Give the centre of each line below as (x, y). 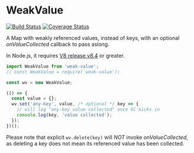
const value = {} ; (34, 99)
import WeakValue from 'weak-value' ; (53, 66)
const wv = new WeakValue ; (39, 82)
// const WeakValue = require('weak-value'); (63, 72)
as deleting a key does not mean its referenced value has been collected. (95, 143)
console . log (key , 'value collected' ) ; (64, 115)
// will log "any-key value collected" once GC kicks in (88, 109)
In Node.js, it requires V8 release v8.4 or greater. (66, 55)
